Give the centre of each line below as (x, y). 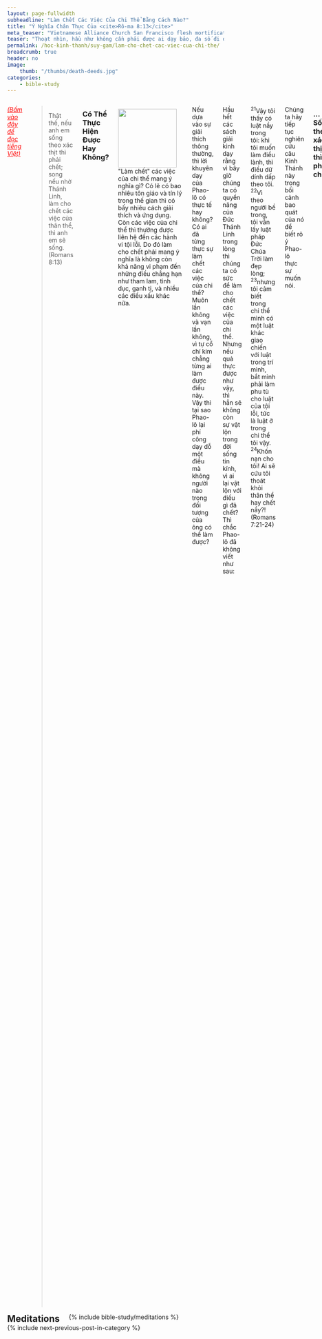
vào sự (201, 124)
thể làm (202, 534)
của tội (260, 406)
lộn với (232, 491)
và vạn (201, 322)
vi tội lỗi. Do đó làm (145, 245)
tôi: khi (260, 140)
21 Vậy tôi (263, 110)
